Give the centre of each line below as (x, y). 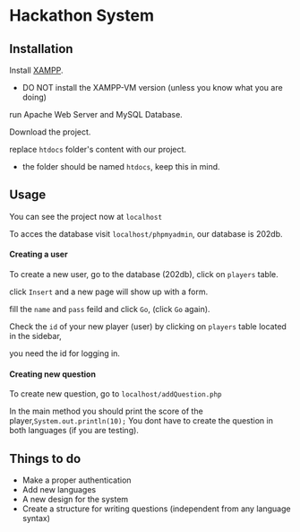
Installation (41, 49)
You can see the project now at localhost (86, 216)
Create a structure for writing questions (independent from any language (156, 509)
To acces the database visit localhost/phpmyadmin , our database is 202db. (146, 233)
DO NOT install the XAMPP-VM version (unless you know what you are (153, 87)
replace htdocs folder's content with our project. (98, 149)
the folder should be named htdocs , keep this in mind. (121, 166)
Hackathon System (82, 16)
